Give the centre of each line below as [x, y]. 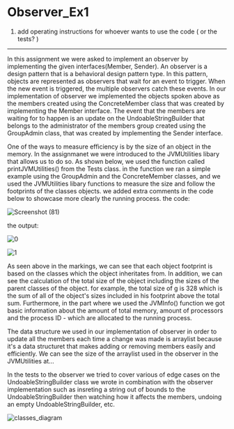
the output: [23, 225]
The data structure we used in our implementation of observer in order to [112, 331]
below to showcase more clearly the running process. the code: [99, 198]
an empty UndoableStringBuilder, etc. [61, 404]
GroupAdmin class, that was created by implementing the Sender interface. [115, 133]
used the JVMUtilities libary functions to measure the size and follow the [111, 183]
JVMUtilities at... [31, 361]
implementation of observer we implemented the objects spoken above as [114, 96]
